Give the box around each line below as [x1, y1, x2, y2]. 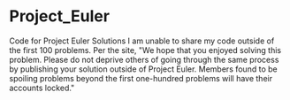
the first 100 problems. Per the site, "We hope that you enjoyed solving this [9, 44, 281, 55]
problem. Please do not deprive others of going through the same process [9, 54, 279, 65]
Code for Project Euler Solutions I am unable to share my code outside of [9, 35, 275, 46]
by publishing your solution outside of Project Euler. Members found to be [9, 64, 278, 74]
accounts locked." [9, 82, 75, 93]
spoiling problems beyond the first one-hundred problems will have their [9, 73, 272, 83]
